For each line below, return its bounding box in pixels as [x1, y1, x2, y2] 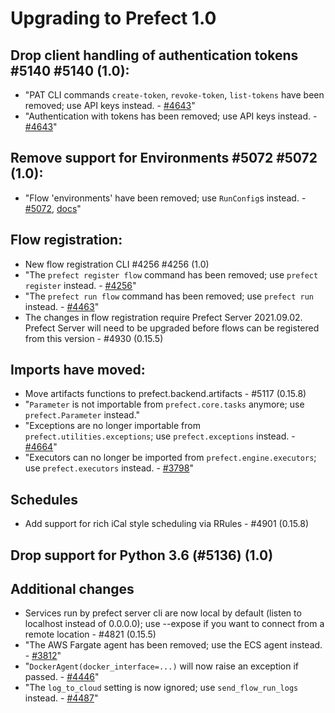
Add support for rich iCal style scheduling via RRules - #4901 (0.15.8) [24, 518, 310, 530]
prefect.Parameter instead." [24, 409, 141, 421]
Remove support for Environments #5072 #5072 [10, 150, 318, 167]
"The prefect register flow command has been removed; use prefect [24, 268, 319, 281]
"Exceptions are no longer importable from [24, 420, 201, 432]
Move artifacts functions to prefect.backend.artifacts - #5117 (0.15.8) [24, 388, 307, 400]
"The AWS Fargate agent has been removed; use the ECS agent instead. [24, 639, 323, 651]
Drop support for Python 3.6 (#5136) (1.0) [10, 547, 274, 564]
